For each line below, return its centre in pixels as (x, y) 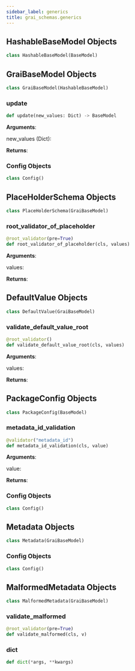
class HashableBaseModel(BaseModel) (52, 55)
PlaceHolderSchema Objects (61, 197)
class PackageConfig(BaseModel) (46, 412)
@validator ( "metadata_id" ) (40, 440)
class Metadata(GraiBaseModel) (45, 541)
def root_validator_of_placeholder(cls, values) (68, 244)
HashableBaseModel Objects (61, 42)
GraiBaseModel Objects (52, 74)
